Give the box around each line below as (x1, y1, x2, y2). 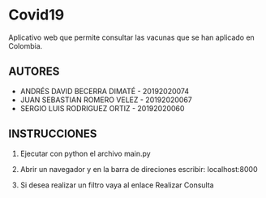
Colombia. (8, 41, 43, 50)
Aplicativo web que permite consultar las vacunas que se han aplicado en (8, 32, 255, 42)
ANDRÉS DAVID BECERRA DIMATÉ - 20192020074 (19, 86, 190, 96)
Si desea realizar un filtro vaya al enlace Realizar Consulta (19, 180, 214, 190)
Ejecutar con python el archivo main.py (19, 148, 152, 158)
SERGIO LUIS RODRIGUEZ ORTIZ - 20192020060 (19, 103, 185, 113)
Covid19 (8, 6, 65, 24)
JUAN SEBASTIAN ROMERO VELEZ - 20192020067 (19, 95, 193, 105)
